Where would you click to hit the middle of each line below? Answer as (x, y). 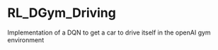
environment (26, 39)
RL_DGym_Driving (62, 13)
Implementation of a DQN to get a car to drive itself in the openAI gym (109, 32)
